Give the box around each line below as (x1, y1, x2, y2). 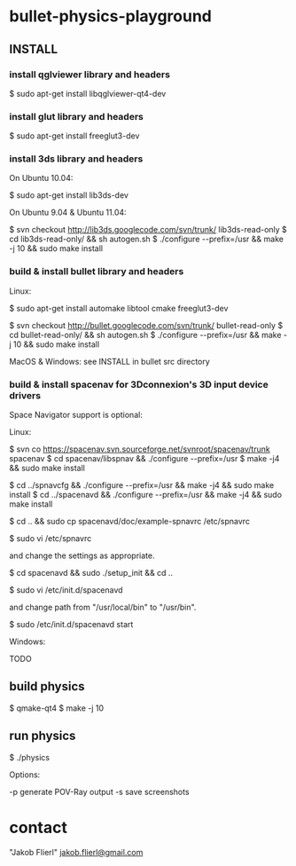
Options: (9, 769, 41, 780)
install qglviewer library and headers (9, 68, 171, 81)
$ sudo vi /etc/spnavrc (9, 533, 92, 544)
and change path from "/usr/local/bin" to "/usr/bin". (9, 602, 197, 613)
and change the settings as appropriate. (9, 550, 155, 561)
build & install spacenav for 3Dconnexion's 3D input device (9, 378, 269, 390)
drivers (9, 389, 42, 401)
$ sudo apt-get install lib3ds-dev (9, 190, 129, 201)
